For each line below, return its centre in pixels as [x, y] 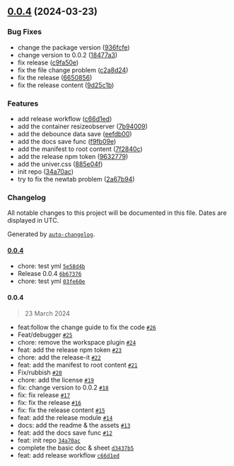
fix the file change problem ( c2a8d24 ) [73, 70]
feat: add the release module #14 [65, 417]
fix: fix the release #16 [49, 402]
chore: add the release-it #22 [59, 357]
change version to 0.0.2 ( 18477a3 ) [68, 55]
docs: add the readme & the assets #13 [74, 425]
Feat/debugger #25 [45, 334]
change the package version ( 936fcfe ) [74, 47]
